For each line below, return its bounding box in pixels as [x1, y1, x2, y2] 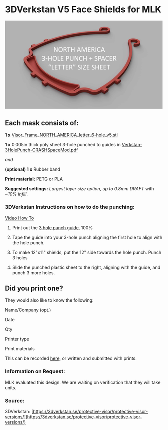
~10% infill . [5, 191, 28, 197]
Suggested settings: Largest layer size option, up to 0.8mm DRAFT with [5, 186, 154, 192]
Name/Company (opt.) [5, 307, 51, 313]
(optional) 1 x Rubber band [5, 166, 61, 172]
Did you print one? [5, 284, 63, 292]
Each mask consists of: [5, 119, 79, 127]
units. [5, 384, 16, 391]
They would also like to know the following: [5, 297, 94, 303]
